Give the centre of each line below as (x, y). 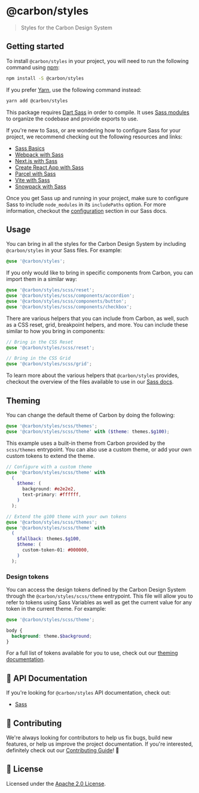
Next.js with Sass (36, 161)
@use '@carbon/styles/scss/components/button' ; (67, 301)
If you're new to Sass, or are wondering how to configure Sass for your (94, 130)
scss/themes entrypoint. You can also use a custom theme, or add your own (99, 449)
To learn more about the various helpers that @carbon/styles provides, (93, 375)
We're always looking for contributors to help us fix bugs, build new (89, 738)
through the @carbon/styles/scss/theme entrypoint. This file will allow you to (99, 596)
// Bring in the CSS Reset (40, 342)
